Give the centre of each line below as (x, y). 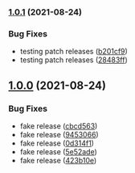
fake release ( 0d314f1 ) (57, 143)
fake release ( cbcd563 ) (59, 126)
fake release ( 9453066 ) (59, 134)
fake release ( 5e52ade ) (59, 151)
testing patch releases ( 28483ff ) (74, 60)
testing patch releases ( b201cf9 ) (74, 52)
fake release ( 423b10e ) (58, 160)
